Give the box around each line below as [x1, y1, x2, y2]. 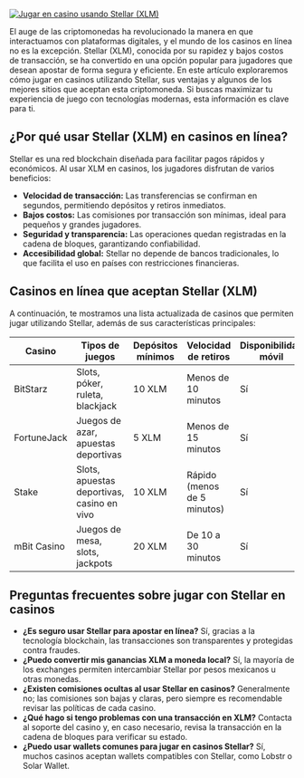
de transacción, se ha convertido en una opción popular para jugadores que [9, 55, 293, 65]
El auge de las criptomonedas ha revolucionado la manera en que [9, 26, 253, 36]
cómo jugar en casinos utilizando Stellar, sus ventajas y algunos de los [9, 74, 272, 85]
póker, [76, 377, 104, 389]
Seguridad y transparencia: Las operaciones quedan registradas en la [22, 228, 287, 239]
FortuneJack [14, 431, 68, 444]
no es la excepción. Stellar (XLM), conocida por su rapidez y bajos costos [9, 45, 284, 56]
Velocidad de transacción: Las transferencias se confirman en [22, 190, 258, 201]
